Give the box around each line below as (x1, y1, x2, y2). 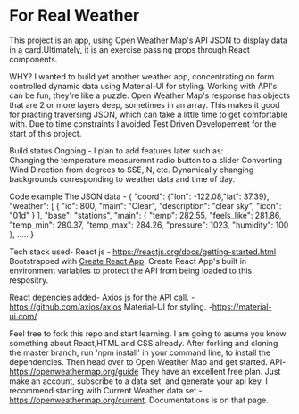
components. (9, 54, 58, 64)
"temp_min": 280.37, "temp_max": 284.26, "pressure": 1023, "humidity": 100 (9, 219, 289, 230)
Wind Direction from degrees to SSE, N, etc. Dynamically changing (9, 164, 254, 175)
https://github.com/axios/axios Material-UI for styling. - (9, 301, 212, 312)
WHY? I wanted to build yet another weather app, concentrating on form (9, 70, 275, 81)
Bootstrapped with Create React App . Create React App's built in (9, 255, 247, 266)
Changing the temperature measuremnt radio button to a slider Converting (9, 154, 283, 165)
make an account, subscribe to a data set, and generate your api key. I (9, 376, 268, 386)
